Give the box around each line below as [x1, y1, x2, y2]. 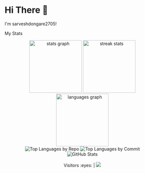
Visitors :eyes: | [63, 162, 95, 168]
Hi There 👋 [4, 4, 48, 16]
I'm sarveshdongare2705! [4, 21, 57, 27]
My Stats [4, 30, 23, 36]
